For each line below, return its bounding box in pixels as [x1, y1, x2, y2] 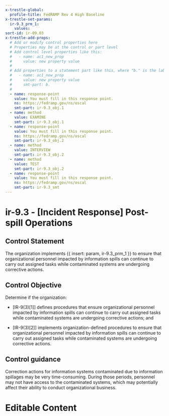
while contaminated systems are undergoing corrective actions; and [12, 315, 154, 321]
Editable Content [5, 402, 77, 413]
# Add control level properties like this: [10, 49, 102, 54]
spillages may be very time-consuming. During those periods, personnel [5, 374, 155, 380]
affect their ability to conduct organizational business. [5, 384, 117, 390]
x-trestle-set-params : [5, 17, 53, 22]
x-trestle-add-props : [5, 36, 51, 41]
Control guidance [5, 355, 61, 364]
